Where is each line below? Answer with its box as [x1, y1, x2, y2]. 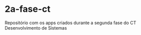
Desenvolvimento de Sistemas [4, 25, 67, 31]
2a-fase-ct [4, 3, 51, 15]
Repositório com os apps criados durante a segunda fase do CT [4, 20, 136, 26]
